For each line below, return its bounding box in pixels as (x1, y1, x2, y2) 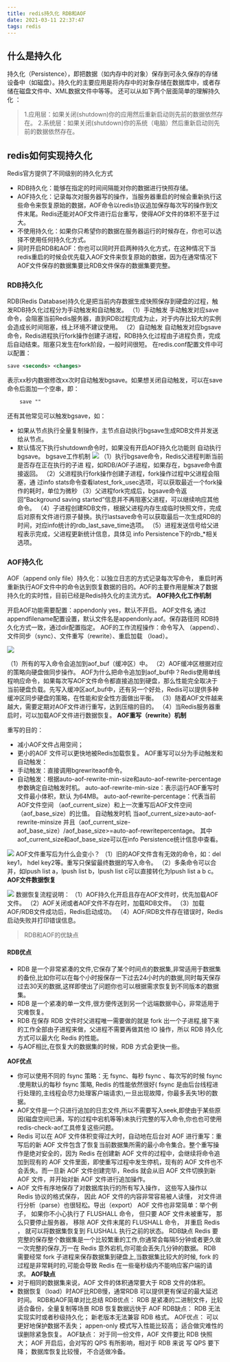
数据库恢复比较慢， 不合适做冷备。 (30, 1347, 129, 1355)
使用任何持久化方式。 (29, 236, 90, 243)
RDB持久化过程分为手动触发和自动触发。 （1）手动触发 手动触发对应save (12, 306, 219, 314)
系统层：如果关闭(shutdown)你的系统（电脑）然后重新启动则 (43, 119, 214, 128)
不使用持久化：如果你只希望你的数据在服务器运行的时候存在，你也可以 (16, 227, 216, 235)
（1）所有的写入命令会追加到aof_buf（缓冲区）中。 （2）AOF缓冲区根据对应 (7, 660, 223, 668)
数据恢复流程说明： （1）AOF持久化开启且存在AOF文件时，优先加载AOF (15, 891, 219, 899)
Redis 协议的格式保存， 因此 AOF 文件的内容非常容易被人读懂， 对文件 (16, 1192, 216, 1200)
